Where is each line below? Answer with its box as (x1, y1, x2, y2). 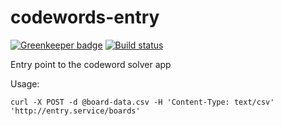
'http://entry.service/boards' (10, 106, 141, 116)
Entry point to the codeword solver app (10, 58, 172, 70)
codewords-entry (10, 6, 160, 29)
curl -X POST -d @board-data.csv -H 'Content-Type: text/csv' (10, 97, 275, 107)
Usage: (10, 77, 40, 90)
